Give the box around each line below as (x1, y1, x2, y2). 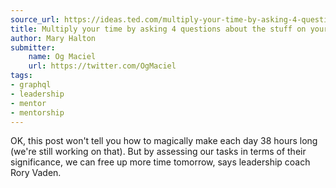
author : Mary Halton (10, 33, 97, 43)
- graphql (10, 80, 52, 90)
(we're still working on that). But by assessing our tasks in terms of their (10, 146, 307, 158)
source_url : (10, 14, 60, 25)
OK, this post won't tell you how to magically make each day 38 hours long (10, 135, 318, 147)
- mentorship (10, 107, 65, 118)
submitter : (10, 42, 56, 53)
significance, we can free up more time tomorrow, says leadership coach (10, 156, 311, 168)
